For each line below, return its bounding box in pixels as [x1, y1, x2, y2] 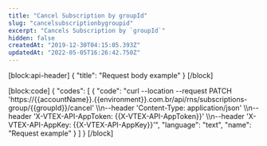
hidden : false [8, 34, 56, 42]
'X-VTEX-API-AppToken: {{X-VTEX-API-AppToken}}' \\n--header [33, 112, 245, 120]
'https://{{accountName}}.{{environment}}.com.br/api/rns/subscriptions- [8, 95, 248, 104]
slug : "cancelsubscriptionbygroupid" [8, 19, 134, 27]
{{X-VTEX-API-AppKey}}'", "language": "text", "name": [73, 120, 252, 129]
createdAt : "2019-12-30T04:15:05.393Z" [8, 41, 141, 49]
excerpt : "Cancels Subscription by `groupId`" [8, 26, 166, 34]
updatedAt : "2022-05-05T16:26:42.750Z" [8, 49, 141, 57]
